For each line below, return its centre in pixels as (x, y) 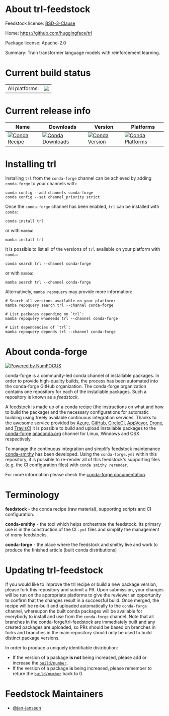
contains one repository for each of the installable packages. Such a (76, 392)
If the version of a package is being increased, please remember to (82, 668)
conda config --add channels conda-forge (49, 193)
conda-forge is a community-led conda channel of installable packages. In (82, 375)
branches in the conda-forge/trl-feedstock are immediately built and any (80, 622)
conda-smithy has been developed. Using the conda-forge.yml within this (81, 454)
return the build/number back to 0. (48, 673)
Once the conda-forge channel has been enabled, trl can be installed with (82, 206)
